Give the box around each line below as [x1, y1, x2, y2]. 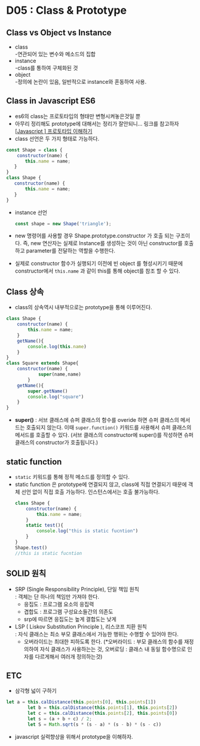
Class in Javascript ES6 [6, 96, 96, 106]
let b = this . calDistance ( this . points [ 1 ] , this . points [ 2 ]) [27, 705, 178, 711]
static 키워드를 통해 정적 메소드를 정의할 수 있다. [14, 473, 130, 480]
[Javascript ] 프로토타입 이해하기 [14, 127, 93, 135]
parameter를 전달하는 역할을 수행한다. [26, 247, 115, 255]
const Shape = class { [6, 147, 63, 153]
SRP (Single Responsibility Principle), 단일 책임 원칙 [14, 585, 139, 593]
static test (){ [26, 522, 64, 528]
